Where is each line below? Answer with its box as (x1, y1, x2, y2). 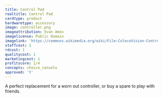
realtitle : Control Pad (5, 12, 53, 16)
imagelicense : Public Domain (5, 34, 64, 39)
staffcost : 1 (5, 43, 32, 48)
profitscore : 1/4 (5, 61, 40, 66)
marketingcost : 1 (5, 56, 40, 61)
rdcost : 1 (5, 47, 25, 52)
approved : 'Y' (5, 70, 34, 75)
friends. (5, 88, 21, 94)
